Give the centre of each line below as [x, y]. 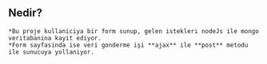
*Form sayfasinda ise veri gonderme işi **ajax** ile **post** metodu [128, 45]
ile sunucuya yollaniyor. [51, 52]
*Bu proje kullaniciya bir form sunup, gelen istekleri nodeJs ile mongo [134, 31]
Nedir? [25, 13]
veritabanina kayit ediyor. [55, 38]
